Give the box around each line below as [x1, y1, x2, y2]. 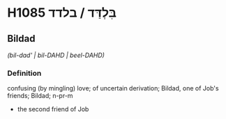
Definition [7, 68, 42, 78]
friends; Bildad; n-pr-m [7, 92, 73, 100]
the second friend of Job [17, 105, 89, 113]
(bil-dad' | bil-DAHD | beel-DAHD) [7, 51, 105, 59]
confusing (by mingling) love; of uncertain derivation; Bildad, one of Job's [7, 84, 219, 93]
